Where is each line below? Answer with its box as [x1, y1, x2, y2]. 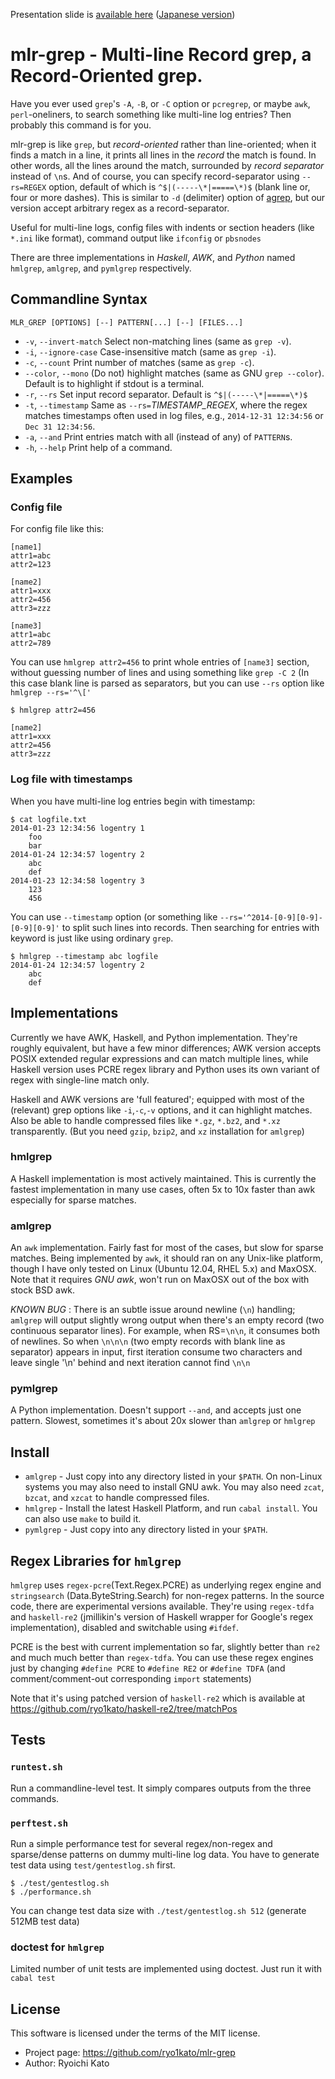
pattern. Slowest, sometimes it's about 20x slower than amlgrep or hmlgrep [10, 1415, 316, 1427]
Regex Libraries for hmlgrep [10, 1552, 182, 1569]
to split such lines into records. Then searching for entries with [61, 921, 320, 933]
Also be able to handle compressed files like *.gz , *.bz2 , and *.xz [10, 1114, 281, 1126]
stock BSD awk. [10, 1284, 76, 1296]
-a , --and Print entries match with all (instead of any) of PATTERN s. [24, 430, 293, 443]
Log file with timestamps [10, 772, 133, 786]
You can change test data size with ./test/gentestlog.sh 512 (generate [10, 1905, 307, 1917]
